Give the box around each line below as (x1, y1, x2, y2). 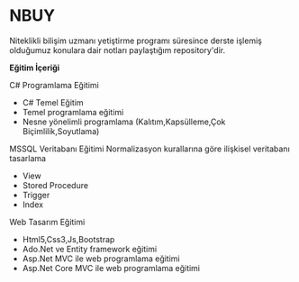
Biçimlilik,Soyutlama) (22, 125, 100, 136)
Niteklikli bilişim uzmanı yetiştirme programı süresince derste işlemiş (9, 35, 263, 46)
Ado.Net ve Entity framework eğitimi (22, 243, 158, 254)
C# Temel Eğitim (22, 96, 84, 108)
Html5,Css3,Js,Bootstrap (22, 233, 115, 244)
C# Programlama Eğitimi (9, 79, 99, 90)
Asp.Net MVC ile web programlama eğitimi (22, 253, 180, 264)
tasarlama (9, 152, 47, 163)
